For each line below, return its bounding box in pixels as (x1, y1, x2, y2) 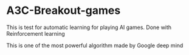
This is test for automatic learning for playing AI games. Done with (6, 24, 172, 31)
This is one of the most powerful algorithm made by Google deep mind (6, 42, 184, 49)
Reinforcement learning (6, 30, 65, 37)
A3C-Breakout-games (6, 4, 121, 18)
